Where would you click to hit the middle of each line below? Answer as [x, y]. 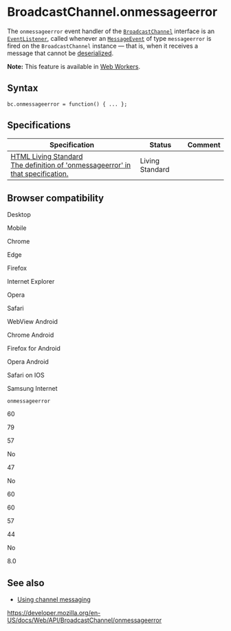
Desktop [19, 215]
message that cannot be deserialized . [60, 53]
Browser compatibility [56, 198]
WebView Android [33, 322]
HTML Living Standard [47, 156]
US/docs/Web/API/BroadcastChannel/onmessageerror [85, 620]
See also [26, 583]
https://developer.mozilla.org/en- [54, 613]
